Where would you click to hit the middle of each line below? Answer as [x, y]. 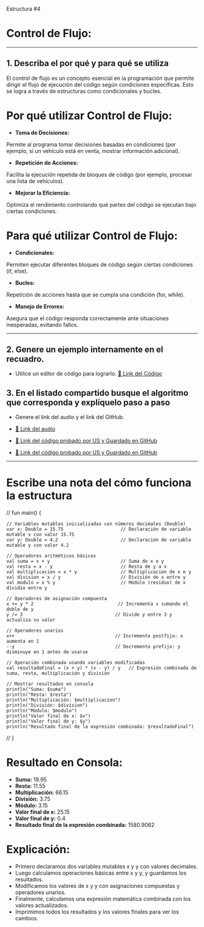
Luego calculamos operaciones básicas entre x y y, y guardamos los [101, 873]
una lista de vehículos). [35, 181]
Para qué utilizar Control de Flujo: [92, 236]
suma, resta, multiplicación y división [58, 673]
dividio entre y [27, 588]
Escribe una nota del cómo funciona [99, 483]
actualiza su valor [31, 620]
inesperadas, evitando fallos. [42, 324]
